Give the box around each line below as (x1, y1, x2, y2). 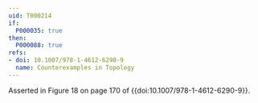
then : (8, 34, 27, 42)
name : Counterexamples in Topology (15, 64, 135, 72)
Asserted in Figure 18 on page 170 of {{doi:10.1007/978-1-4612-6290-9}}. (8, 85, 251, 95)
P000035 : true (15, 26, 63, 34)
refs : (8, 49, 27, 57)
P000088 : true (15, 42, 63, 50)
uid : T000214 (8, 11, 52, 20)
